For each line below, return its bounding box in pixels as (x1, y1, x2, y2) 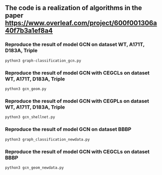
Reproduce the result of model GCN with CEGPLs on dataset (5, 97, 149, 104)
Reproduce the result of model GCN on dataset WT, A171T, (5, 41, 145, 48)
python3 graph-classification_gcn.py (5, 58, 81, 63)
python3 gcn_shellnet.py (5, 115, 55, 120)
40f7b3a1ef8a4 (5, 27, 53, 35)
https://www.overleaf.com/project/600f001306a (5, 19, 157, 27)
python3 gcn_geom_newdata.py (5, 165, 64, 170)
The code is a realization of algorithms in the (5, 4, 142, 12)
